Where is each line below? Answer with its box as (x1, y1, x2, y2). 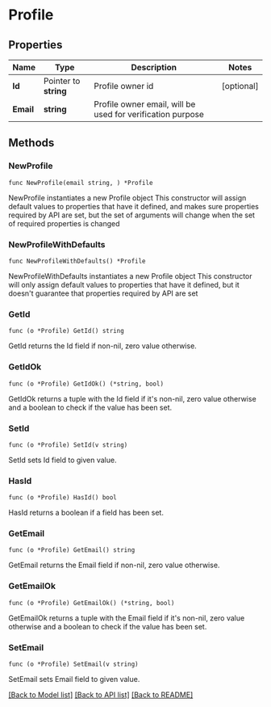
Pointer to (43, 75, 81, 86)
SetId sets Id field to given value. (8, 455, 117, 465)
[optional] (221, 81, 259, 91)
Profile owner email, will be (94, 99, 196, 110)
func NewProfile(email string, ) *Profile (8, 179, 153, 187)
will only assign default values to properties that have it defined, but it (8, 280, 240, 289)
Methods (8, 136, 55, 150)
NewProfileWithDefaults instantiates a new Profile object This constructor (8, 271, 252, 280)
